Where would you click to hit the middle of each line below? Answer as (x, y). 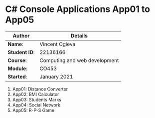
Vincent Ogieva (58, 44)
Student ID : (21, 52)
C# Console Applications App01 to (78, 9)
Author (21, 35)
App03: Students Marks (37, 99)
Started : (17, 76)
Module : (17, 68)
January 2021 (56, 76)
